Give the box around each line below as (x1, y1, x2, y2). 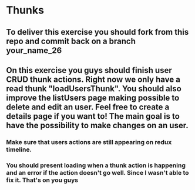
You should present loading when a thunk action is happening (6, 161, 186, 169)
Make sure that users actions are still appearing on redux (6, 138, 172, 146)
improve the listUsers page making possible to (6, 92, 180, 103)
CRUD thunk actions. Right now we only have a (6, 74, 181, 84)
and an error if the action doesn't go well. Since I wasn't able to (6, 168, 189, 176)
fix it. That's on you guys (6, 176, 79, 184)
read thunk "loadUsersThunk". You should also (6, 84, 182, 94)
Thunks (6, 4, 44, 17)
